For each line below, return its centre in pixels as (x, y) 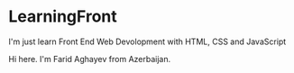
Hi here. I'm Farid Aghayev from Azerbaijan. (90, 59)
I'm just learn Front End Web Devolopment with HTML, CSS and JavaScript (147, 41)
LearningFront (63, 17)
